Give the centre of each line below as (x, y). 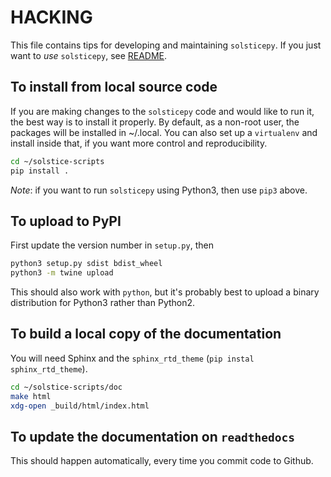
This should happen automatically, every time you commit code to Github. (162, 461)
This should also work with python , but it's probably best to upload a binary (165, 292)
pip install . (40, 171)
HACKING (51, 17)
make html (31, 396)
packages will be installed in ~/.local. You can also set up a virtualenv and (164, 132)
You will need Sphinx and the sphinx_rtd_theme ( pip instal (132, 358)
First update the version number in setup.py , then (112, 245)
